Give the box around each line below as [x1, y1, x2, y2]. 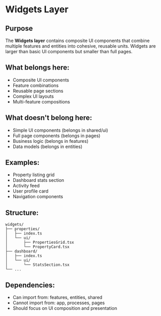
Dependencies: [5, 281, 55, 289]
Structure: [5, 208, 39, 217]
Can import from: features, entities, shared [12, 294, 103, 301]
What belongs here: [5, 63, 70, 72]
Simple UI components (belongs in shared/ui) [12, 127, 108, 133]
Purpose [5, 24, 33, 33]
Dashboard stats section [12, 177, 64, 183]
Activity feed [12, 183, 40, 189]
